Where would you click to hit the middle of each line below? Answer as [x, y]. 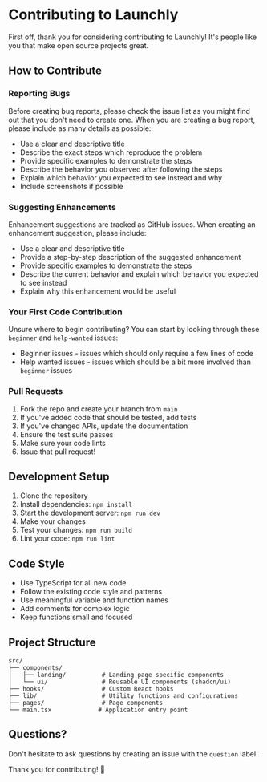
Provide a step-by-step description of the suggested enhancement [130, 257]
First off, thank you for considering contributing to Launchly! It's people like [133, 37]
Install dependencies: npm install [76, 504]
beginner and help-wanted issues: [63, 338]
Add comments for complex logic [75, 609]
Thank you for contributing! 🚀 [57, 769]
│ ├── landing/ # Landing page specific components [116, 675]
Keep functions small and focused [76, 617]
